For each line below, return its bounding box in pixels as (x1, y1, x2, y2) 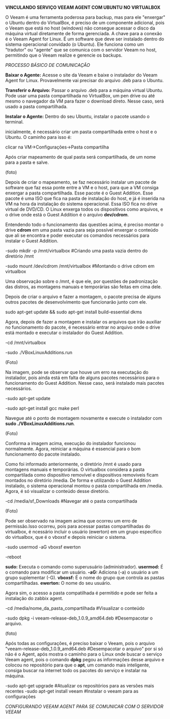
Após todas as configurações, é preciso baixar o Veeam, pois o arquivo (5, 640, 155, 646)
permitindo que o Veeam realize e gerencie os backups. (5, 52, 123, 58)
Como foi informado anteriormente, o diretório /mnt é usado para (5, 461, 141, 467)
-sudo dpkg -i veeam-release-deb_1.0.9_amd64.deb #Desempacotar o (5, 615, 153, 621)
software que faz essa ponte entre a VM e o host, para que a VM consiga (5, 185, 159, 190)
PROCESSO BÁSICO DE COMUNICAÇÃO (5, 62, 90, 68)
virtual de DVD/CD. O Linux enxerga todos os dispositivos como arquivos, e (5, 206, 163, 212)
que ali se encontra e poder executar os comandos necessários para (5, 232, 150, 238)
